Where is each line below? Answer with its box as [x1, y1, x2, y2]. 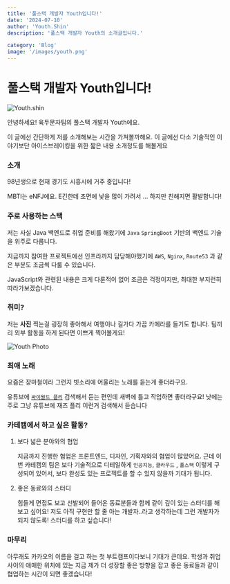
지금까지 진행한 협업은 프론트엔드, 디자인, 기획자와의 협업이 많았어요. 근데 [17, 452, 215, 461]
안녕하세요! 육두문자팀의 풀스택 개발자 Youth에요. [7, 118, 140, 126]
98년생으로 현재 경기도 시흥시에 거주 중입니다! [7, 177, 131, 186]
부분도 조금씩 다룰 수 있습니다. [14, 260, 96, 269]
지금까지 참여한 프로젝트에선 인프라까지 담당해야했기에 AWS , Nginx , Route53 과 [7, 251, 215, 260]
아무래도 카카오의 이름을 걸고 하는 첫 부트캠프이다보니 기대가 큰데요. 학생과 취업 [7, 552, 221, 560]
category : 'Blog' [7, 42, 57, 49]
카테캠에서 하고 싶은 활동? [7, 421, 88, 430]
